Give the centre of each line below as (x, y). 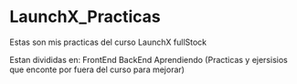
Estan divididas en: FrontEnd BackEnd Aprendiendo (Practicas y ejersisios (148, 59)
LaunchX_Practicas (85, 17)
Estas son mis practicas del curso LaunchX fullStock (108, 42)
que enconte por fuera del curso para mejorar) (97, 69)
